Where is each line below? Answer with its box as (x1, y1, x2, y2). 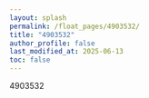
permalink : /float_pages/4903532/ (9, 22, 141, 31)
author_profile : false (9, 38, 95, 48)
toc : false (9, 55, 51, 64)
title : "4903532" (9, 30, 75, 39)
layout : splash (9, 13, 67, 23)
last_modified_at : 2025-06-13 (9, 47, 124, 56)
